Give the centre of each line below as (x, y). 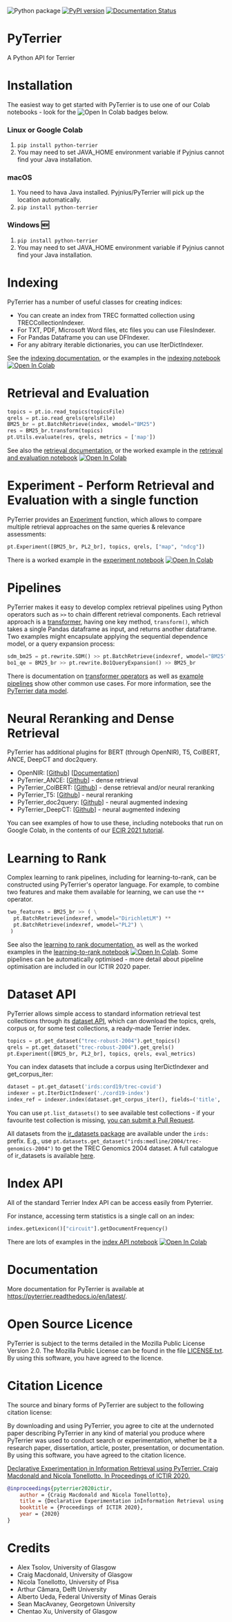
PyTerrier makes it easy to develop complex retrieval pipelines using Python (115, 607)
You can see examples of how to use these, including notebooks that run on (115, 823)
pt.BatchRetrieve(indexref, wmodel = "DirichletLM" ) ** (92, 918)
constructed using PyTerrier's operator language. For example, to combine (113, 885)
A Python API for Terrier (41, 57)
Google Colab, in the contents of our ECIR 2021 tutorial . (86, 830)
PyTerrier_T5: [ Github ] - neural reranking (75, 795)
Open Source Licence (70, 1324)
